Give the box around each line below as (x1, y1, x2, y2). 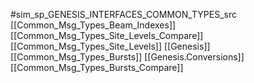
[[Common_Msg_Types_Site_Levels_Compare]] (10, 30, 204, 41)
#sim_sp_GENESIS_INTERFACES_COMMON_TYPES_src (10, 9, 237, 20)
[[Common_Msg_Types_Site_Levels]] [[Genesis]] (10, 40, 211, 52)
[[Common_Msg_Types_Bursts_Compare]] (10, 62, 184, 73)
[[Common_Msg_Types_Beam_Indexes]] (10, 19, 177, 31)
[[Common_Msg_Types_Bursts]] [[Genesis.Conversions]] (10, 51, 245, 63)
